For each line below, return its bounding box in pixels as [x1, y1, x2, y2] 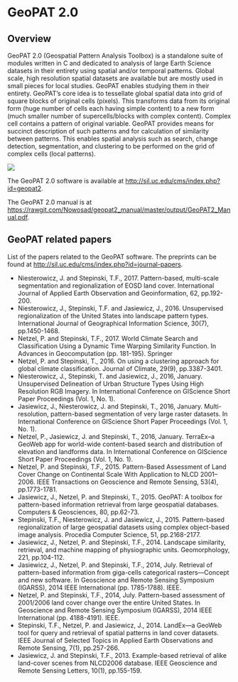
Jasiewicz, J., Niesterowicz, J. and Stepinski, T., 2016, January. [17, 402, 203, 411]
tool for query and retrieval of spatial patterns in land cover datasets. [17, 628, 219, 637]
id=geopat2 [7, 184, 42, 193]
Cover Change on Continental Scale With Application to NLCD [17, 470, 199, 478]
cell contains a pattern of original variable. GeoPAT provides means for [7, 119, 215, 128]
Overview [7, 33, 52, 45]
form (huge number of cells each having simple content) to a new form [7, 104, 215, 112]
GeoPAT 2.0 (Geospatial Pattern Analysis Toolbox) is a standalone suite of [7, 51, 224, 60]
